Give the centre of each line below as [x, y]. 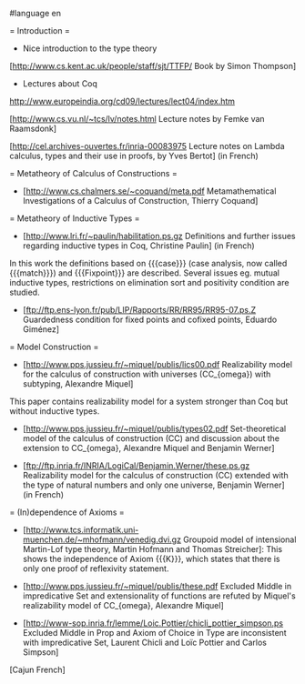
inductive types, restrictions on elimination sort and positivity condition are [149, 282]
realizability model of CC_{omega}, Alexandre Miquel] [123, 605]
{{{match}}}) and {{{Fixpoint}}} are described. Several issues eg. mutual [145, 273]
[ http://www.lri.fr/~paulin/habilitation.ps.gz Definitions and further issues [159, 236]
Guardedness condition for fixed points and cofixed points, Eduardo [150, 319]
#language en [36, 13]
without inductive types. [55, 411]
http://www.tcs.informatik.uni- [82, 530]
